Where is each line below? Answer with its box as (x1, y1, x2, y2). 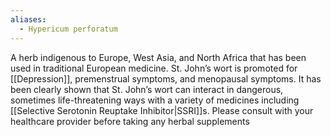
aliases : (10, 14, 47, 25)
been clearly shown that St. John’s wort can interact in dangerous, (10, 83, 284, 95)
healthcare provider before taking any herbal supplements (10, 115, 250, 127)
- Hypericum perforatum (19, 24, 118, 34)
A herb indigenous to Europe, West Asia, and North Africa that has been (10, 51, 307, 63)
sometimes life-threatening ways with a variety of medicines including (10, 94, 300, 106)
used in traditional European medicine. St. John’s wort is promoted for (10, 62, 298, 74)
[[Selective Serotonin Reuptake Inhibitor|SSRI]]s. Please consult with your (10, 104, 314, 116)
